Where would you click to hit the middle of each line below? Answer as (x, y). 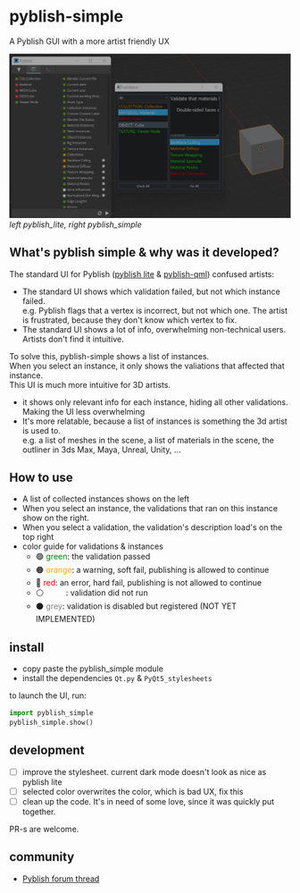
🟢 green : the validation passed (93, 557)
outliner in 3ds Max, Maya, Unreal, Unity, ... (101, 450)
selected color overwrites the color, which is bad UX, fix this (133, 791)
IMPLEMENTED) (65, 619)
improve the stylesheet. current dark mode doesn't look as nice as (144, 771)
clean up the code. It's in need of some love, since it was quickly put (148, 801)
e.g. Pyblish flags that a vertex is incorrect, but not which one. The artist (155, 310)
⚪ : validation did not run (92, 593)
